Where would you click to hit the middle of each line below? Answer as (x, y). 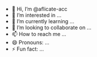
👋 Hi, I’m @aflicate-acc (39, 9)
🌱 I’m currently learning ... (43, 21)
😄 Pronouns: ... (31, 42)
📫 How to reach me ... (39, 34)
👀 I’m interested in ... (36, 15)
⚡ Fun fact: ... (28, 49)
